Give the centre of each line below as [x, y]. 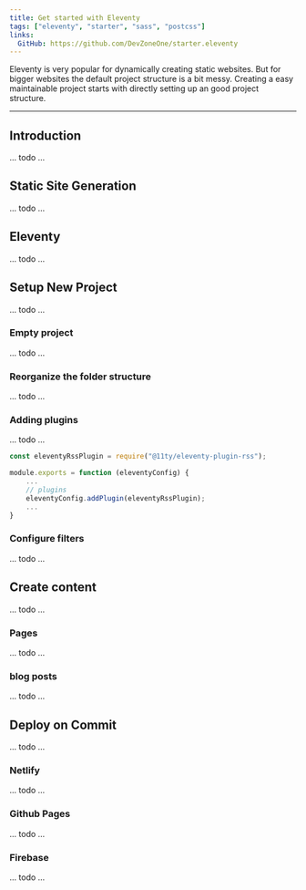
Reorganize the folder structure [81, 377]
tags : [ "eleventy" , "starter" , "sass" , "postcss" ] [107, 26]
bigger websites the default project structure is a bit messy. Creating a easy [152, 79]
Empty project [41, 333]
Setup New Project [64, 288]
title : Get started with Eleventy [75, 18]
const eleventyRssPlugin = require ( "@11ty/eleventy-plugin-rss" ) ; [138, 457]
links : [22, 35]
